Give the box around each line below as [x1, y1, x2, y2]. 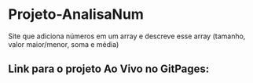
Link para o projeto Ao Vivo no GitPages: [8, 63, 210, 76]
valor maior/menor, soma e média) [8, 39, 119, 49]
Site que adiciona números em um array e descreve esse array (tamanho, [8, 31, 246, 41]
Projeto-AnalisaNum [8, 5, 144, 23]
